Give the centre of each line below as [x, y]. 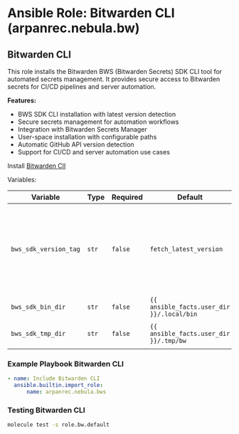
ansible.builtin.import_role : [58, 386]
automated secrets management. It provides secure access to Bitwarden [114, 79]
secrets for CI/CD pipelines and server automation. [82, 86]
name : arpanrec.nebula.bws [66, 392]
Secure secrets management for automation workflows [98, 122]
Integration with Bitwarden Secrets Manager [82, 129]
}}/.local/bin [174, 314]
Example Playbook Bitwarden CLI [66, 364]
